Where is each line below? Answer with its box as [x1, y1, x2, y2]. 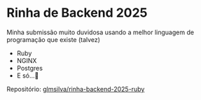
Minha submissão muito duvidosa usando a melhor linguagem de [6, 28, 194, 36]
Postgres [16, 64, 43, 72]
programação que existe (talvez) [6, 35, 101, 43]
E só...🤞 [16, 71, 39, 80]
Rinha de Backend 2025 [6, 5, 148, 21]
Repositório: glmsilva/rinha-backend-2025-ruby [6, 85, 145, 93]
